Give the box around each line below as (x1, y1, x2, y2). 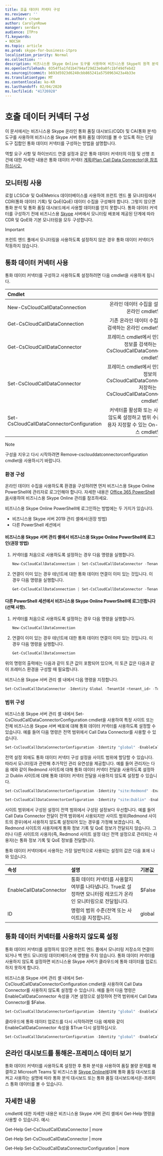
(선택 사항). (5, 604, 27, 610)
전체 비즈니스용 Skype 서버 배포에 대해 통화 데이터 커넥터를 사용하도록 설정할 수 (5, 723, 156, 729)
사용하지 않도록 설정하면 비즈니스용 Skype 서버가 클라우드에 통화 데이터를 (5, 959, 145, 964)
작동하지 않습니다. (5, 243, 39, 249)
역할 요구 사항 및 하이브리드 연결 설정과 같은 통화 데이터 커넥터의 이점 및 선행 (5, 151, 150, 157)
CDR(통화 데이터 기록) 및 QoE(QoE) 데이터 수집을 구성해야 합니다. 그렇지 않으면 (5, 198, 156, 205)
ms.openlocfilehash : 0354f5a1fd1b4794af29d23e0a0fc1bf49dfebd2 (5, 66, 136, 71)
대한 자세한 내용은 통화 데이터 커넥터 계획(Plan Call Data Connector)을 (14, 157, 149, 163)
